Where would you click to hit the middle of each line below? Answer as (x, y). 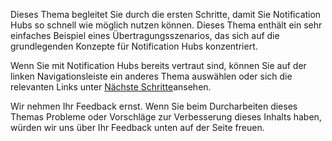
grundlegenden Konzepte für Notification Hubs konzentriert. (134, 46)
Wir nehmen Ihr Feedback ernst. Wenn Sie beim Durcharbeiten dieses (154, 106)
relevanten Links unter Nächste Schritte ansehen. (111, 87)
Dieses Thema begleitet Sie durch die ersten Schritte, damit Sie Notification (166, 14)
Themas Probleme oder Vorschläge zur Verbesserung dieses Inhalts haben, (166, 117)
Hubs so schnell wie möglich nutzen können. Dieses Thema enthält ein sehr (166, 25)
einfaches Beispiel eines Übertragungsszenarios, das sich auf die (145, 35)
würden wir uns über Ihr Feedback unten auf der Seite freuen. (137, 127)
